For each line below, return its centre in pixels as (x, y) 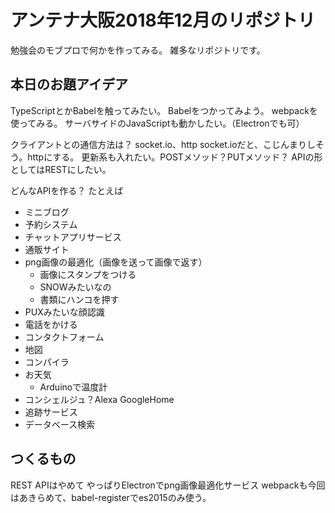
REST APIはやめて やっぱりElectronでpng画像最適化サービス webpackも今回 (168, 485)
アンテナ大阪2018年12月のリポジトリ (163, 20)
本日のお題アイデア (69, 84)
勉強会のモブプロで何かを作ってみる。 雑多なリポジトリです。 (138, 50)
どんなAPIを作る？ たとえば (67, 190)
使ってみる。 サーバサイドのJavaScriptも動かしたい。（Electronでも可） (157, 123)
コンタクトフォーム (64, 337)
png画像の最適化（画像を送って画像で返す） (116, 262)
